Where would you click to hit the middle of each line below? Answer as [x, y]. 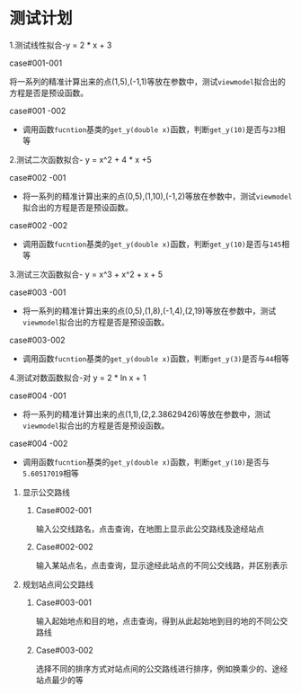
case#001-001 [36, 63]
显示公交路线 [46, 492]
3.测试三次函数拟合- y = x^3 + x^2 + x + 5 [86, 274]
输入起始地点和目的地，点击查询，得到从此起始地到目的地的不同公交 [162, 620]
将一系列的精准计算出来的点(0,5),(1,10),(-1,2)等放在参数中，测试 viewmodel [157, 196]
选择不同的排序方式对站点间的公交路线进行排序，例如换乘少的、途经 [162, 668]
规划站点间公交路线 [58, 584]
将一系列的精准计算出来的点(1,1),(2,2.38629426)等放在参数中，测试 [146, 414]
